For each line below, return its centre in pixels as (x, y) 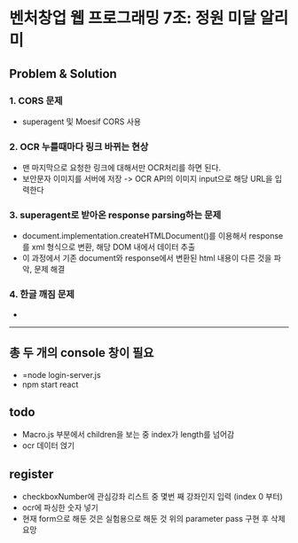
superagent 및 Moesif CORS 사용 (82, 122)
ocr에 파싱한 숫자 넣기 (60, 508)
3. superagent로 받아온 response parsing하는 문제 (115, 216)
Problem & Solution (63, 73)
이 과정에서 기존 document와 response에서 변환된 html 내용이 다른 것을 (147, 258)
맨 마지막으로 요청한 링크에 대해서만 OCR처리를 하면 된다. (122, 168)
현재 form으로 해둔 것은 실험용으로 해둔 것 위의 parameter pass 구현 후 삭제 (153, 519)
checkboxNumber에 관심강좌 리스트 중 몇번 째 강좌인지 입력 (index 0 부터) (153, 497)
